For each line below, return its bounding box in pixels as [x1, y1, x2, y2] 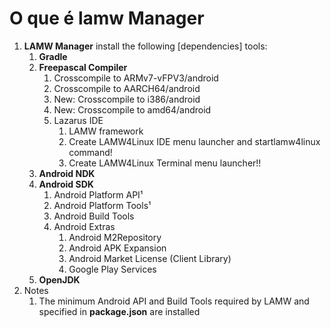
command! [68, 146, 113, 158]
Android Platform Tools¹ [53, 199, 152, 211]
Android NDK [38, 167, 96, 179]
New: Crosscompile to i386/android [53, 93, 201, 105]
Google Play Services [68, 263, 157, 275]
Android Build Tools [53, 210, 135, 222]
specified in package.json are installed [38, 305, 201, 317]
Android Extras [53, 220, 116, 232]
